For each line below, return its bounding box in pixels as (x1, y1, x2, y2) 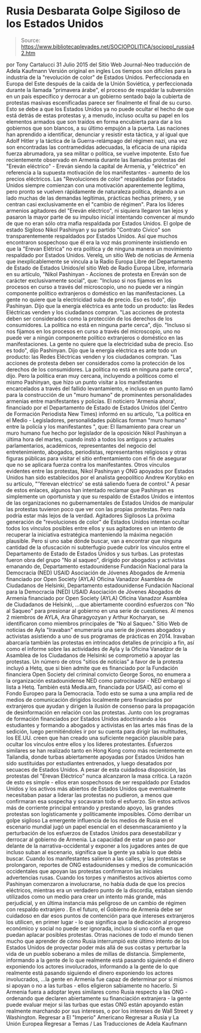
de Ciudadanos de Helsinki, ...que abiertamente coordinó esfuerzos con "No (6, 601, 194, 608)
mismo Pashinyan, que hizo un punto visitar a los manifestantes (6, 378, 163, 386)
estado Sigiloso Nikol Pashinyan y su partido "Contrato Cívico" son (6, 226, 171, 233)
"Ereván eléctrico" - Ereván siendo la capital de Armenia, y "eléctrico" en (6, 163, 187, 170)
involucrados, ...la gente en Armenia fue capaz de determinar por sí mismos (6, 976, 193, 983)
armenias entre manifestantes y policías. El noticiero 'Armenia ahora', (6, 398, 176, 405)
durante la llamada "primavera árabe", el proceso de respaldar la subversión (6, 86, 194, 93)
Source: (20, 36, 41, 44)
